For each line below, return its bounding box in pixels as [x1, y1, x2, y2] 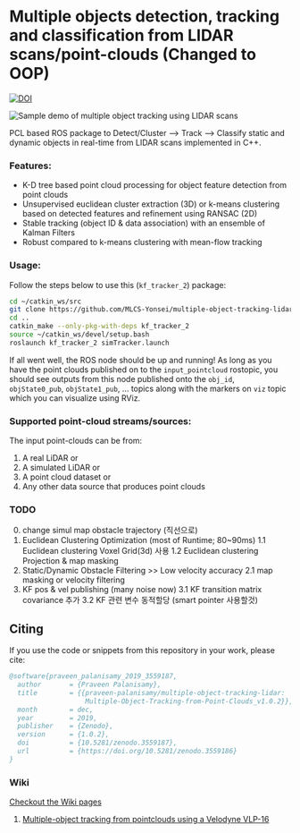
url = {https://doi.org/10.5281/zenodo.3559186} [17, 747, 238, 756]
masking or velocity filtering [21, 574, 125, 585]
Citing [9, 621, 44, 636]
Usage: [9, 259, 42, 272]
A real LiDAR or [21, 453, 79, 463]
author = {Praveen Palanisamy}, [17, 680, 162, 690]
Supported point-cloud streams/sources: [9, 414, 192, 427]
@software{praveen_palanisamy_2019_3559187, [9, 672, 178, 681]
